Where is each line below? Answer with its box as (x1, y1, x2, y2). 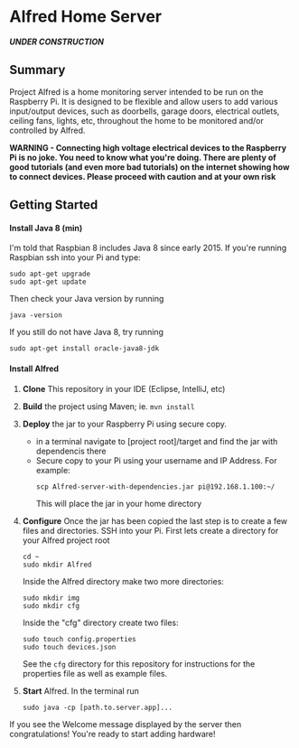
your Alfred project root (22, 535, 110, 546)
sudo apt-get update (9, 277, 88, 286)
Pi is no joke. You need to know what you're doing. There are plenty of (9, 152, 277, 163)
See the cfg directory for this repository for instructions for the (22, 658, 256, 669)
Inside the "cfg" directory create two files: (22, 617, 179, 628)
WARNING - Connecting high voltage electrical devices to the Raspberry (9, 142, 287, 153)
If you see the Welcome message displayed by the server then (9, 718, 242, 729)
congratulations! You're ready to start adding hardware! (9, 728, 216, 739)
